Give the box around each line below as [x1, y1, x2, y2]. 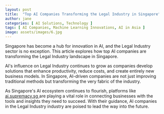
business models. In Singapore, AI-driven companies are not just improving [5, 74, 156, 79]
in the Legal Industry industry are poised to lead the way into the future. [5, 103, 149, 109]
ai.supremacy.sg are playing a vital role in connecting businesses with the [5, 93, 153, 99]
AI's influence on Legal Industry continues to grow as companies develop [5, 63, 153, 69]
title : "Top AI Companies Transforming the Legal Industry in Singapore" [5, 12, 161, 17]
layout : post [5, 7, 32, 12]
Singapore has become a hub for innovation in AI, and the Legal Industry [5, 43, 151, 49]
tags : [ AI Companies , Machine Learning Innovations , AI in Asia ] [5, 25, 145, 30]
